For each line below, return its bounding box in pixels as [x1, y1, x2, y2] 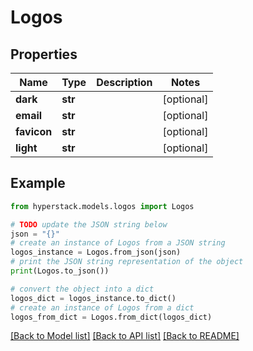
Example [10, 175, 66, 192]
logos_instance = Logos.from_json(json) [10, 247, 182, 258]
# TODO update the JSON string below [10, 219, 168, 230]
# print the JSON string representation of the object [10, 257, 244, 267]
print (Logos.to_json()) [10, 266, 110, 276]
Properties [10, 46, 78, 63]
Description [96, 76, 153, 89]
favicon [15, 125, 53, 138]
